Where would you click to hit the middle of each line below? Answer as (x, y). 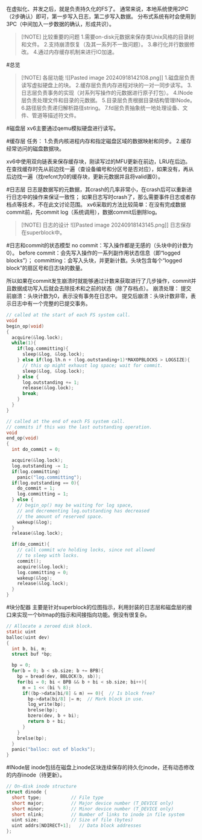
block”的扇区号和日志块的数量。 (46, 268)
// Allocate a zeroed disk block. (50, 626)
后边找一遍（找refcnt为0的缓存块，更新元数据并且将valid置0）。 (85, 176)
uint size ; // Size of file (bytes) (73, 820)
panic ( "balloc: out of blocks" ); (54, 749)
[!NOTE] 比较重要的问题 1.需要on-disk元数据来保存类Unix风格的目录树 (107, 37)
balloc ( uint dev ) (28, 637)
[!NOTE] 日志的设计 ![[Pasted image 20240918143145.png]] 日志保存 (106, 225)
